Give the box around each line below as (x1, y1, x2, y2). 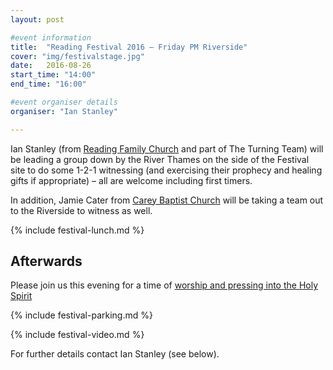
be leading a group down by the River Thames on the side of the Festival (10, 153, 310, 165)
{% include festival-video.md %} (10, 329, 145, 341)
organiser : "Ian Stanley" (10, 106, 118, 116)
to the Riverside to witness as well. (10, 204, 153, 216)
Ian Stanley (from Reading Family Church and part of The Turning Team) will (10, 142, 324, 155)
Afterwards (10, 253, 83, 270)
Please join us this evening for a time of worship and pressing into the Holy (10, 279, 319, 291)
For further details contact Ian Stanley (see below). (10, 348, 220, 360)
